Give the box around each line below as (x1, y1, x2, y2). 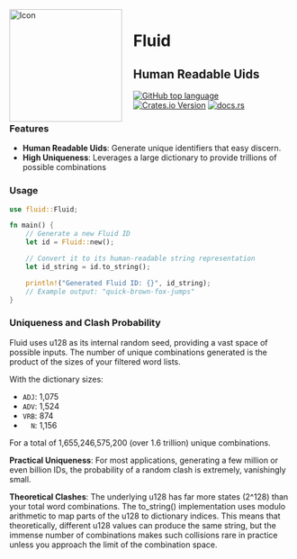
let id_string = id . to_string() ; (25, 262, 151, 271)
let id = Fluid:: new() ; (25, 238, 115, 247)
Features (9, 122, 49, 134)
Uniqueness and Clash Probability (9, 317, 161, 329)
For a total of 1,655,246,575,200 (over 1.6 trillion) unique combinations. (9, 437, 272, 448)
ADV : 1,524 (22, 401, 60, 411)
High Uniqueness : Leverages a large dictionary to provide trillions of (22, 152, 277, 163)
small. (9, 473, 31, 484)
